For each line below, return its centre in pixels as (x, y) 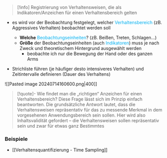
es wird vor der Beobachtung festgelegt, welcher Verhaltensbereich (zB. (87, 22)
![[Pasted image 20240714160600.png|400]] (51, 84)
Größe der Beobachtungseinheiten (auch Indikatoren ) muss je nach (89, 43)
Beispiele (16, 139)
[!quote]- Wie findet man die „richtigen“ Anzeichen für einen (79, 94)
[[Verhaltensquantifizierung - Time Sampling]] (60, 150)
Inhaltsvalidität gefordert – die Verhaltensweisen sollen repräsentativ (88, 120)
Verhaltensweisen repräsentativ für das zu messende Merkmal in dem (90, 110)
